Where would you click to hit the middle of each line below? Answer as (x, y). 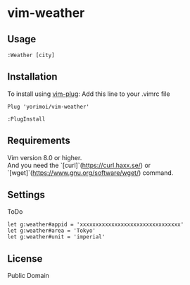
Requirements (39, 141)
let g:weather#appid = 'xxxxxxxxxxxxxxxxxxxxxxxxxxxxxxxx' (96, 225)
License (25, 259)
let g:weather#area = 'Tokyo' (52, 231)
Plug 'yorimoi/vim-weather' (49, 107)
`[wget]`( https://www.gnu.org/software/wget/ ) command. (90, 172)
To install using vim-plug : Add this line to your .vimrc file (89, 94)
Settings (26, 195)
